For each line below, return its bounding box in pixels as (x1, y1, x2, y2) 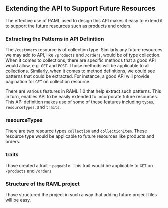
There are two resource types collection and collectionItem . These (5, 128, 147, 134)
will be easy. (5, 197, 31, 203)
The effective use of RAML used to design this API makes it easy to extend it (5, 17, 163, 23)
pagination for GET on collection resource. (5, 79, 91, 85)
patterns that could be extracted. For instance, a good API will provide (5, 73, 150, 79)
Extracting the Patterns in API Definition (5, 35, 104, 42)
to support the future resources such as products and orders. (5, 23, 132, 29)
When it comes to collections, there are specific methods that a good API (5, 57, 156, 63)
